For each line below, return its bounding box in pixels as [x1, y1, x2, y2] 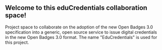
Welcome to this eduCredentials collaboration [5, 4, 147, 12]
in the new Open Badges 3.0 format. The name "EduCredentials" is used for [5, 34, 158, 40]
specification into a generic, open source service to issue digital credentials [5, 29, 157, 35]
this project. [5, 39, 29, 45]
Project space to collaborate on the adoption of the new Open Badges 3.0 [5, 24, 153, 30]
